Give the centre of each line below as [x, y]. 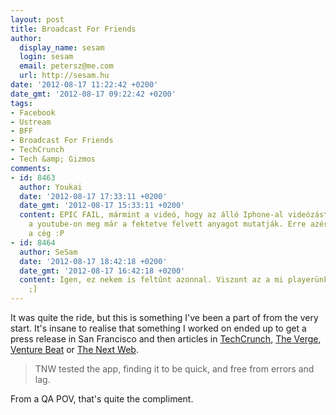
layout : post [37, 19]
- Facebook [33, 112]
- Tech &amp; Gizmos [53, 159]
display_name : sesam [62, 47]
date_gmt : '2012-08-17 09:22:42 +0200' [93, 94]
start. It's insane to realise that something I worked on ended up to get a [158, 328]
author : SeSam [48, 252]
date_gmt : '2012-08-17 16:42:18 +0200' [102, 271]
